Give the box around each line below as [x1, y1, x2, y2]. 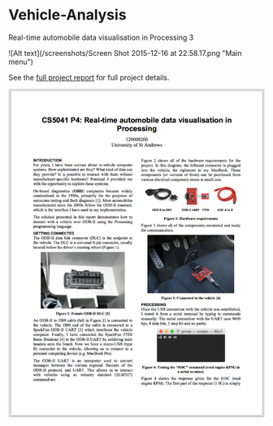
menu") [8, 57, 34, 67]
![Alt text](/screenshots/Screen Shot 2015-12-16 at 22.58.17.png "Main [8, 48, 242, 58]
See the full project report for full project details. [8, 72, 170, 82]
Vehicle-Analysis [8, 6, 128, 24]
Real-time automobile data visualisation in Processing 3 [8, 32, 194, 42]
